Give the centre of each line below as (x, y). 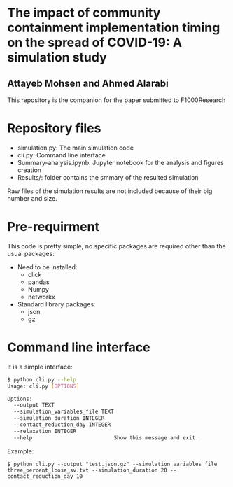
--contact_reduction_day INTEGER (62, 425)
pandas (39, 282)
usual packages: (31, 253)
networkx (42, 297)
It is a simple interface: (40, 367)
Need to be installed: (47, 267)
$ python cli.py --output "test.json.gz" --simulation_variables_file (112, 464)
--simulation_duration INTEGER (59, 418)
